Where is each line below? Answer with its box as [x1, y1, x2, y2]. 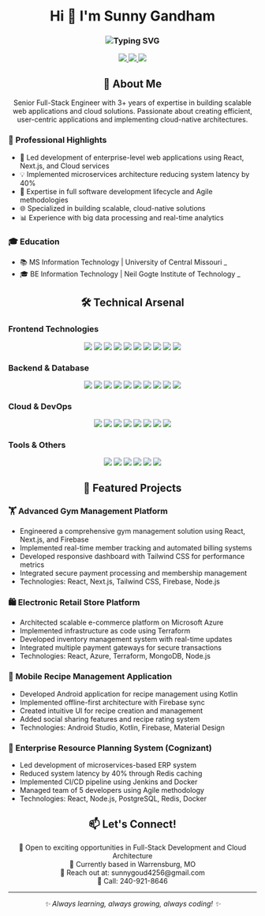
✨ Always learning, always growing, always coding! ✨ [44, 899, 221, 908]
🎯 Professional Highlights [8, 134, 107, 145]
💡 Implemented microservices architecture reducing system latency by [19, 169, 250, 178]
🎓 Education [8, 236, 60, 247]
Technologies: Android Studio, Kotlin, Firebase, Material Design [19, 723, 225, 732]
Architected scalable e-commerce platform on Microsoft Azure [19, 618, 224, 627]
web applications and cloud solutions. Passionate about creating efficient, [13, 107, 252, 116]
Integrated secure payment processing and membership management [19, 569, 247, 578]
